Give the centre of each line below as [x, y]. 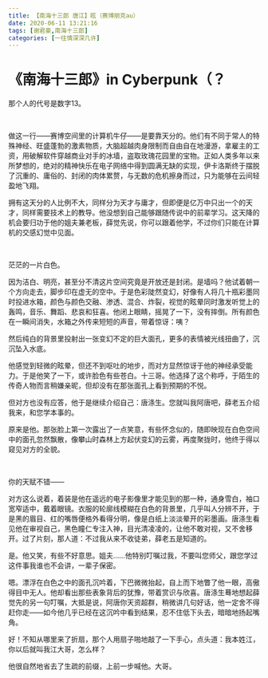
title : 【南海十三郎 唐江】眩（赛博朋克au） [74, 16]
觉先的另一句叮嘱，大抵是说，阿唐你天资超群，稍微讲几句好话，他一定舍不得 [134, 602]
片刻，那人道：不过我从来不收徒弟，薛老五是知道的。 [123, 538]
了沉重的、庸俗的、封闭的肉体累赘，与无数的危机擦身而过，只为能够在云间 [130, 175]
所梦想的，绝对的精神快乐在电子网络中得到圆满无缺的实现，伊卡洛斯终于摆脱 [134, 166]
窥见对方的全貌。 [36, 449]
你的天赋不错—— [36, 482]
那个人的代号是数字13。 [47, 104]
